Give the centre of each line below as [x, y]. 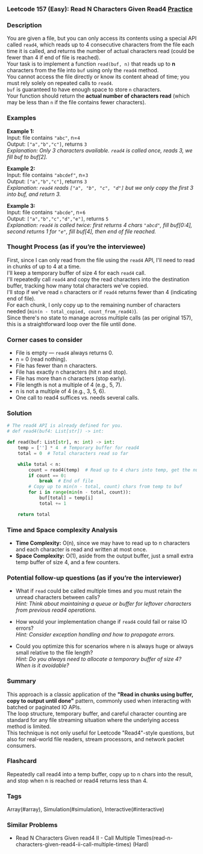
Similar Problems [32, 825]
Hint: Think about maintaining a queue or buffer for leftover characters [103, 604]
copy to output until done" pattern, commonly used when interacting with [99, 700]
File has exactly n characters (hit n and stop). [72, 372]
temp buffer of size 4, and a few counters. [68, 562]
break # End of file [66, 481]
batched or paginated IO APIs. [44, 707]
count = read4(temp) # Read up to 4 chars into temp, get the [109, 470]
